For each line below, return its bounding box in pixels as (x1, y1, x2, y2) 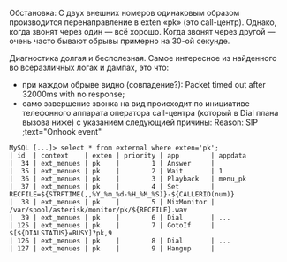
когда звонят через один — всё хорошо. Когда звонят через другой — (9, 27, 276, 36)
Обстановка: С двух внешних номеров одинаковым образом (9, 8, 240, 18)
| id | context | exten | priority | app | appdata (9, 151, 247, 160)
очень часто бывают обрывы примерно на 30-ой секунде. (9, 35, 230, 46)
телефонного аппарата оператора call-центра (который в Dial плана (21, 108, 279, 118)
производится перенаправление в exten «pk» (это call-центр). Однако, (9, 17, 277, 27)
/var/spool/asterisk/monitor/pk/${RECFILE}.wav (9, 205, 188, 214)
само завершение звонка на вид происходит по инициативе (21, 98, 250, 109)
